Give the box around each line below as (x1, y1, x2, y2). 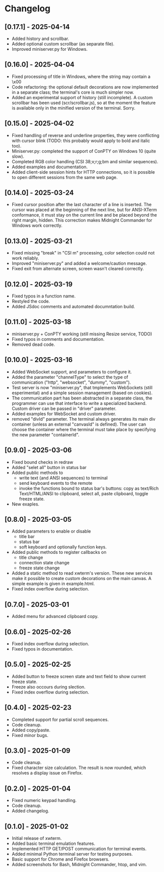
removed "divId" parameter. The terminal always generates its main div (11, 416, 156, 422)
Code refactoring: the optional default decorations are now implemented (11, 84, 158, 90)
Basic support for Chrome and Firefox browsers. (11, 856, 109, 862)
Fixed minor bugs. (11, 732, 49, 738)
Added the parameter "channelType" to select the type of (11, 374, 129, 380)
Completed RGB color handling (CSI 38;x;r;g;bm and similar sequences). (11, 158, 158, 164)
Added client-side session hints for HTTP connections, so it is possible (11, 169, 155, 175)
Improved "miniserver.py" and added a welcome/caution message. (11, 260, 147, 266)
